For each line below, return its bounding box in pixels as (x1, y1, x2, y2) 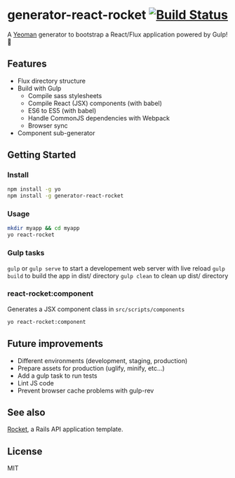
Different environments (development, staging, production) (17, 356, 188, 364)
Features (7, 58, 47, 70)
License (7, 445, 43, 457)
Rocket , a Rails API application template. (7, 425, 123, 434)
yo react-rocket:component (7, 318, 86, 325)
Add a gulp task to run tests (17, 371, 98, 380)
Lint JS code (17, 378, 54, 387)
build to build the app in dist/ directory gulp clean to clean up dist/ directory (7, 271, 229, 280)
